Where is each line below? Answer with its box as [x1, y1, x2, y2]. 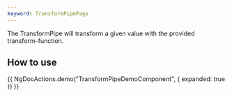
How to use [7, 57, 57, 69]
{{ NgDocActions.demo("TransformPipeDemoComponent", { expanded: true [7, 75, 226, 83]
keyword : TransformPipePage [7, 10, 89, 17]
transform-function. [7, 36, 64, 45]
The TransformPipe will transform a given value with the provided [7, 29, 195, 37]
